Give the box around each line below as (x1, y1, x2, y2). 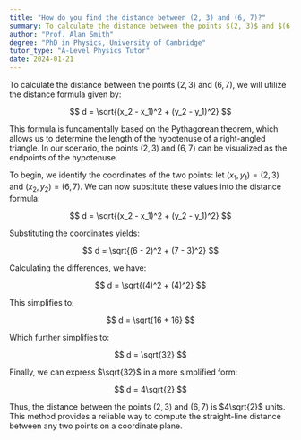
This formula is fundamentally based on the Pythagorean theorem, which (9, 124, 279, 134)
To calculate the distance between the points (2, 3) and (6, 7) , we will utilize (9, 80, 287, 90)
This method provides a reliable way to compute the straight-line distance (9, 410, 282, 421)
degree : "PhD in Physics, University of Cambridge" (9, 38, 206, 47)
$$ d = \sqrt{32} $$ (114, 349, 187, 359)
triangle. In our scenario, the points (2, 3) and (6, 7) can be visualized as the (9, 142, 288, 153)
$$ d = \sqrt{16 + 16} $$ (106, 315, 195, 325)
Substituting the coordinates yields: (9, 228, 141, 238)
